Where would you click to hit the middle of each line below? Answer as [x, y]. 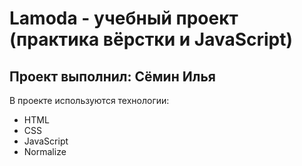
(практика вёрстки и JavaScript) [151, 39]
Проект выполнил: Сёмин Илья [112, 76]
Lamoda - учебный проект [124, 18]
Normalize [45, 151]
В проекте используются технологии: [89, 100]
